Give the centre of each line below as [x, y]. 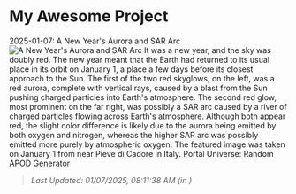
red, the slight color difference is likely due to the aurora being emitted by [143, 125]
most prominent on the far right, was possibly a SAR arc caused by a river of [148, 106]
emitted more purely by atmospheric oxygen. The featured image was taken [147, 144]
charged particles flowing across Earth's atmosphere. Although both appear [148, 116]
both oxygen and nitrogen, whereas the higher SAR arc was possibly [134, 135]
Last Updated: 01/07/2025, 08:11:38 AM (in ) [111, 180]
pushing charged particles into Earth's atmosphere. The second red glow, [143, 97]
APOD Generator [40, 163]
